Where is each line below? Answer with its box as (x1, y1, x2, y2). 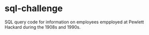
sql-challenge (4, 3, 63, 14)
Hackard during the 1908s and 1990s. (4, 24, 81, 30)
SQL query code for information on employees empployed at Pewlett (4, 19, 144, 25)
